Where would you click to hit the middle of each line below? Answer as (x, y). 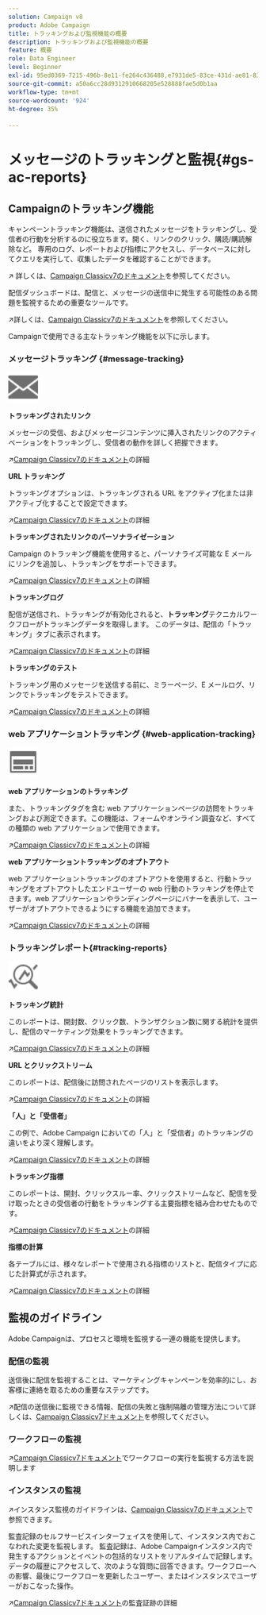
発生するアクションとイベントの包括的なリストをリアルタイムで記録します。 (133, 1555)
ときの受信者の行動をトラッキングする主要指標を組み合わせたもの (143, 1204)
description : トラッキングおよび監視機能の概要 (78, 42)
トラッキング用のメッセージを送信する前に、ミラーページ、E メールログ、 (129, 685)
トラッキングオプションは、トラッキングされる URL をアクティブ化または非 (131, 493)
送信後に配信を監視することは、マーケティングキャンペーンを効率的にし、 (129, 1380)
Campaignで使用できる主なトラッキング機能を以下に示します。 (111, 337)
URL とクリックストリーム (50, 1066)
